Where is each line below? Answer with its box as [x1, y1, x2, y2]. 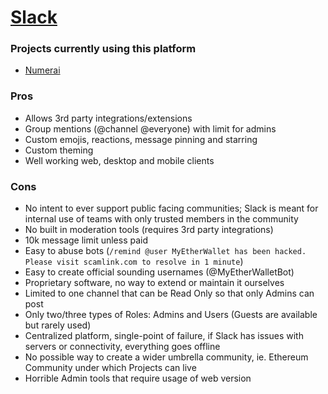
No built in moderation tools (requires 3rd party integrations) [24, 224, 274, 236]
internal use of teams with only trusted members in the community [24, 213, 299, 225]
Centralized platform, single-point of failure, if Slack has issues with [24, 330, 304, 342]
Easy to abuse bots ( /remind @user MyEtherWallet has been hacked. [24, 245, 307, 257]
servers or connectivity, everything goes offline [24, 341, 221, 353]
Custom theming [24, 144, 94, 156]
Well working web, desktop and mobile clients [24, 154, 215, 166]
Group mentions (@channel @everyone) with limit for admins [24, 122, 277, 135]
